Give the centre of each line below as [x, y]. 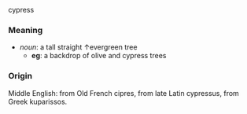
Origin [20, 76]
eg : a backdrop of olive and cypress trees [99, 56]
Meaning [26, 30]
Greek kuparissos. [38, 101]
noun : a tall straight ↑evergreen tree [78, 47]
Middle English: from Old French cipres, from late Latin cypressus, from [124, 93]
